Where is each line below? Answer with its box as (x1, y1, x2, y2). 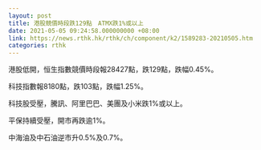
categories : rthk (8, 42, 67, 50)
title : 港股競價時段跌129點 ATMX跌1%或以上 (8, 19, 145, 27)
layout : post (8, 11, 52, 20)
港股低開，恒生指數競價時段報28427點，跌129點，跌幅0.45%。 (8, 65, 218, 75)
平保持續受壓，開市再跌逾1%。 (8, 116, 110, 125)
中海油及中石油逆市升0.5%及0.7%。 (8, 133, 128, 143)
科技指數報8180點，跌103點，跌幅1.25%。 (8, 82, 149, 91)
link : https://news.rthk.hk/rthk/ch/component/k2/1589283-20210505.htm (8, 34, 253, 43)
